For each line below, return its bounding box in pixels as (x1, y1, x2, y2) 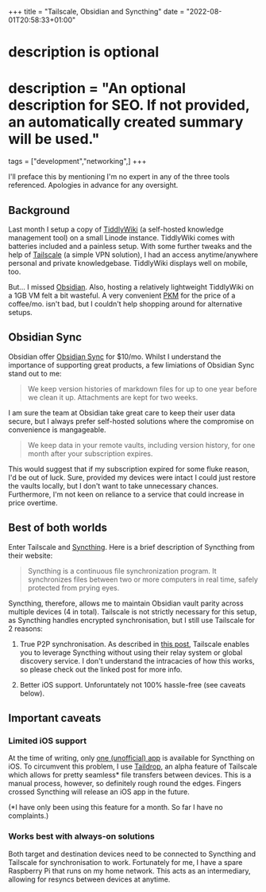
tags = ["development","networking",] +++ (8, 157, 147, 166)
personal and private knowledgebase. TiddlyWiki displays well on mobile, (8, 258, 249, 267)
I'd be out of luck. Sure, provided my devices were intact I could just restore (8, 473, 256, 482)
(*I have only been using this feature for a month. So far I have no (8, 803, 224, 812)
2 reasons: (8, 624, 44, 633)
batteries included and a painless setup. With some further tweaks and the (8, 241, 253, 251)
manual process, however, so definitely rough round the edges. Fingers (8, 779, 242, 789)
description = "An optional (8, 80, 187, 98)
